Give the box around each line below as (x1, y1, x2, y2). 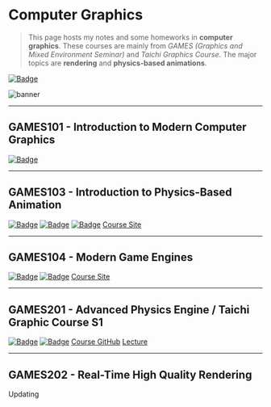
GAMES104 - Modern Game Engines (8, 250, 194, 264)
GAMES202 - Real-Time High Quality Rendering (8, 367, 252, 381)
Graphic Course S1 (8, 315, 103, 329)
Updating (8, 389, 40, 399)
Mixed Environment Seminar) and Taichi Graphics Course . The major (27, 49, 257, 59)
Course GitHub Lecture (71, 337, 148, 346)
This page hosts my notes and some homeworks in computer (27, 32, 233, 42)
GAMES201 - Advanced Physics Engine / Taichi (8, 303, 250, 317)
